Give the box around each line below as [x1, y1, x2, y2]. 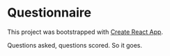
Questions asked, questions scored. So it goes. [7, 41, 143, 49]
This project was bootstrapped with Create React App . [7, 28, 164, 36]
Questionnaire [7, 5, 92, 21]
